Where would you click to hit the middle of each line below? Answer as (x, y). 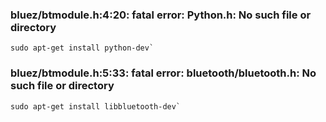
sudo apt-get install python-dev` (82, 48)
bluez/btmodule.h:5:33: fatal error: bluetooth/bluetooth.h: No (163, 73)
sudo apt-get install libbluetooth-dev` (96, 106)
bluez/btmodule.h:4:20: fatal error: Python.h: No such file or (161, 15)
